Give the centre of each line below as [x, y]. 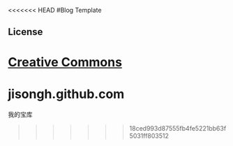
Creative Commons [65, 62]
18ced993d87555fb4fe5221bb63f [178, 128]
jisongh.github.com [66, 94]
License [25, 32]
